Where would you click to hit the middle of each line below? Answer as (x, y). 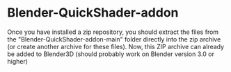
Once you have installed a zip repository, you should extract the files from (113, 32)
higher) (18, 61)
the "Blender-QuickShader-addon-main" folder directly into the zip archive (114, 39)
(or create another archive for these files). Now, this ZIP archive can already (116, 46)
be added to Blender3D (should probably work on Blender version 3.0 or (111, 54)
